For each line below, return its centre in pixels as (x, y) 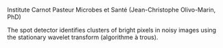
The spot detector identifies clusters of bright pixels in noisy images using (112, 30)
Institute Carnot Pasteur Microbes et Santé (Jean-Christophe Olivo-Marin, (111, 10)
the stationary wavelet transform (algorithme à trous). (83, 37)
